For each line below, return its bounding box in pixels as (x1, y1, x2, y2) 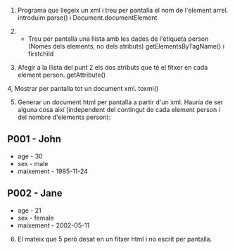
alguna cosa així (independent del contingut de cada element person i (17, 106, 220, 113)
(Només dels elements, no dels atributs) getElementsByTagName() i (27, 42, 225, 50)
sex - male (17, 159, 49, 168)
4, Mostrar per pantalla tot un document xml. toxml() (7, 85, 159, 92)
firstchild (27, 49, 54, 58)
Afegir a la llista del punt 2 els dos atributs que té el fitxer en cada (17, 63, 208, 71)
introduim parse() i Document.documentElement (17, 13, 158, 22)
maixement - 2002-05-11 (17, 221, 90, 230)
